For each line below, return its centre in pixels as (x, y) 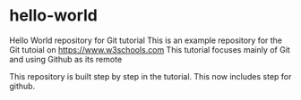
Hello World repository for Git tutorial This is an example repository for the (146, 40)
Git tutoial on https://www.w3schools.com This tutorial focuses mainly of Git (150, 49)
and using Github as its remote (66, 59)
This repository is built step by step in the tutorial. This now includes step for (150, 76)
